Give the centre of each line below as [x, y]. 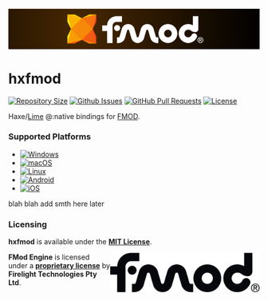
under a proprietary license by [59, 266]
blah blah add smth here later [57, 204]
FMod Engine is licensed [49, 257]
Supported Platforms [50, 137]
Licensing [28, 224]
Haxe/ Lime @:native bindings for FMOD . [74, 116]
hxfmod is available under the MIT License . [80, 242]
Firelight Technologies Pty [53, 274]
